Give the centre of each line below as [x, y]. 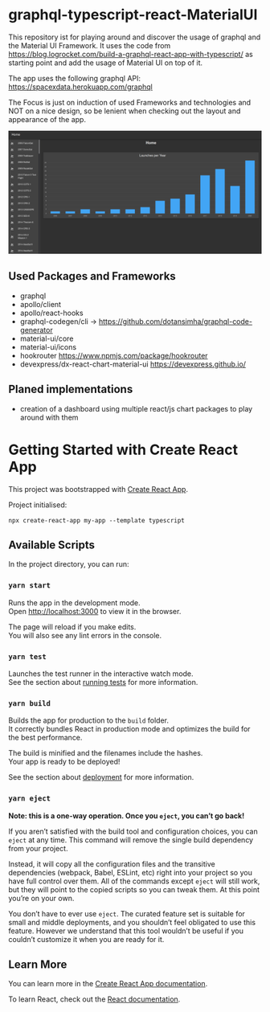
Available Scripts [51, 545]
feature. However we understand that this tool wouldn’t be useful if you [126, 931]
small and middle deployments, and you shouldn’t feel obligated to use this [132, 922]
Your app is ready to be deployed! [64, 762]
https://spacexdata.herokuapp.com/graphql [80, 87]
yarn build [29, 703]
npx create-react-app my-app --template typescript [96, 520]
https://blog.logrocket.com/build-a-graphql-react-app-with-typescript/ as [131, 54]
